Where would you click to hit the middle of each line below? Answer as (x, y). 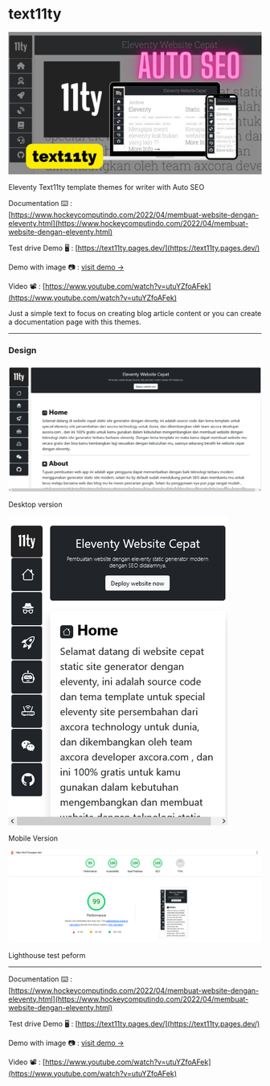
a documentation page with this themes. (75, 322)
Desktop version (35, 504)
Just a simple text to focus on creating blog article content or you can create (135, 314)
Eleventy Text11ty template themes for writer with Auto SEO (106, 187)
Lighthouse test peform (47, 955)
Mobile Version (33, 838)
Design (22, 351)
